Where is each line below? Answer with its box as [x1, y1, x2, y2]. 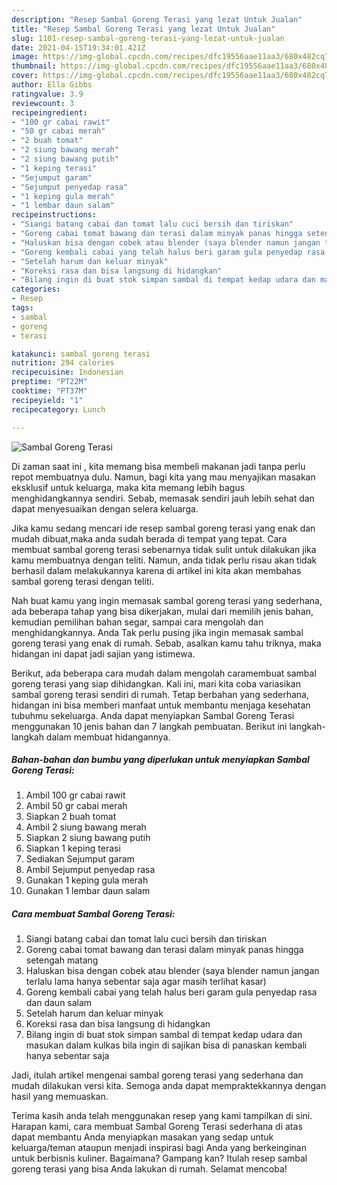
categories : [11, 284, 61, 295]
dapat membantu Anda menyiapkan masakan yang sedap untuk [11, 1131, 274, 1143]
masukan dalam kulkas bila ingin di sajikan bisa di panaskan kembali [25, 1039, 308, 1051]
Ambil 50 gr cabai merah [25, 800, 128, 812]
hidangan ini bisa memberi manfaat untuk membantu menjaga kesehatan [11, 699, 311, 711]
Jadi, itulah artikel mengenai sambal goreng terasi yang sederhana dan [11, 1069, 304, 1081]
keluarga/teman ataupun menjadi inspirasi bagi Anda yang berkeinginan [11, 1142, 307, 1154]
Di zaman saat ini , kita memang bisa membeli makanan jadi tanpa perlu [11, 460, 306, 472]
